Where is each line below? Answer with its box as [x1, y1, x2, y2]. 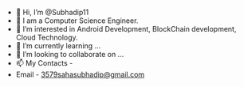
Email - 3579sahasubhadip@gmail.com [15, 70, 145, 79]
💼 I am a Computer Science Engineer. [15, 16, 139, 25]
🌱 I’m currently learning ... [15, 41, 101, 51]
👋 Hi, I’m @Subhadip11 [15, 8, 89, 17]
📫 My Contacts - [15, 59, 73, 67]
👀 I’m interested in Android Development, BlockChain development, [15, 25, 237, 33]
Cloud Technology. [15, 32, 78, 42]
